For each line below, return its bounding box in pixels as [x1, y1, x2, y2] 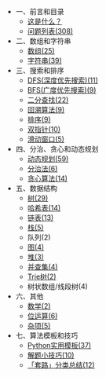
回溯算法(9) [27, 105, 65, 114]
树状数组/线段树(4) [27, 282, 88, 291]
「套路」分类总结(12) [27, 361, 96, 369]
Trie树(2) [27, 272, 57, 281]
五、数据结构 [15, 184, 57, 192]
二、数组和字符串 [15, 36, 71, 46]
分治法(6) [27, 164, 58, 173]
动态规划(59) [27, 154, 69, 163]
